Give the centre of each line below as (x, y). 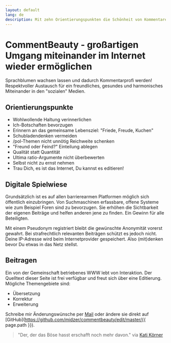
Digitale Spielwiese (36, 184)
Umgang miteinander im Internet (76, 55)
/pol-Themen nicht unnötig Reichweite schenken (63, 141)
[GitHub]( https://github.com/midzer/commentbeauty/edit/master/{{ (76, 320)
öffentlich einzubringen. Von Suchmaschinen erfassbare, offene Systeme (82, 202)
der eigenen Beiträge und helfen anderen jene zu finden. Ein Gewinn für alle (85, 213)
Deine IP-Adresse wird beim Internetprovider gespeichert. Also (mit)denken (84, 239)
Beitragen (21, 260)
